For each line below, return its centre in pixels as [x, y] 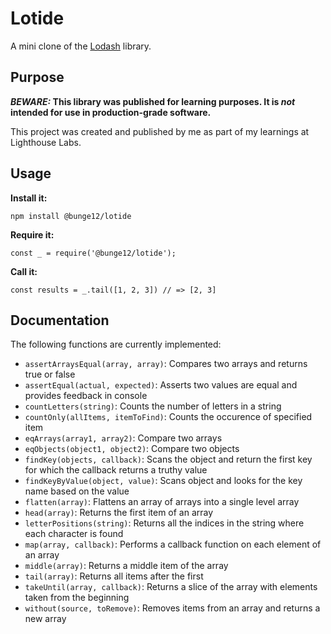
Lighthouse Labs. [46, 142]
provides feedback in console [86, 396]
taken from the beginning [77, 598]
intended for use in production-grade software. [111, 112]
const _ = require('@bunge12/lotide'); [93, 253]
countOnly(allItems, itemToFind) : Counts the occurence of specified [168, 417]
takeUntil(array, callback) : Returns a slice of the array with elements [171, 587]
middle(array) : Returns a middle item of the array [126, 566]
